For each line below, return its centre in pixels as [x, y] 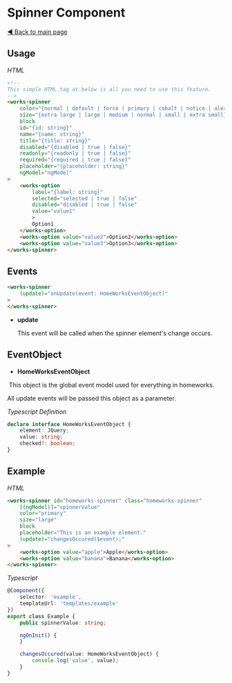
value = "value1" [54, 211]
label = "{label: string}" [68, 192]
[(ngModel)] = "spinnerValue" [60, 507]
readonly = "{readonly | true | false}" [75, 153]
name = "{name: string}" [52, 134]
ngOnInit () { [38, 635]
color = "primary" [43, 513]
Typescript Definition [37, 412]
